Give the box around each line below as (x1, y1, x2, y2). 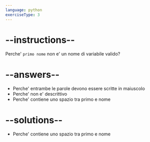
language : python (5, 7, 42, 13)
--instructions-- (5, 34, 75, 46)
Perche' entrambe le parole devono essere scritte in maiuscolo (12, 86, 145, 92)
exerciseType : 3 (5, 12, 40, 17)
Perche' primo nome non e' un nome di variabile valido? (5, 51, 120, 57)
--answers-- (5, 69, 60, 80)
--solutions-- (5, 114, 63, 126)
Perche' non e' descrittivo (12, 91, 68, 97)
